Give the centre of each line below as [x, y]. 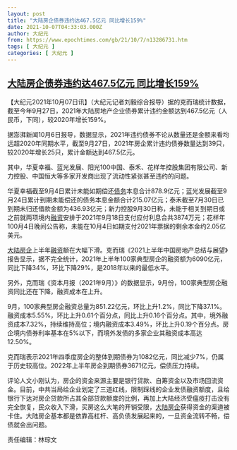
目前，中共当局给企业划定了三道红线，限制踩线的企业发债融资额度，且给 [124, 389]
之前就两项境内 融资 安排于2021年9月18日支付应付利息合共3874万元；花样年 [116, 217]
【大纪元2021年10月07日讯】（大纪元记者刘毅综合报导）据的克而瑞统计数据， [119, 102]
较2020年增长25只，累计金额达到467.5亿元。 [73, 152]
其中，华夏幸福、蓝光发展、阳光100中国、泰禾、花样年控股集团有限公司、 [115, 167]
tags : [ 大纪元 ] [31, 47]
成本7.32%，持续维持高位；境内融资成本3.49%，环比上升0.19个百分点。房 [121, 324]
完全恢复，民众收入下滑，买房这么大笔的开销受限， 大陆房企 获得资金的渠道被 [119, 407]
